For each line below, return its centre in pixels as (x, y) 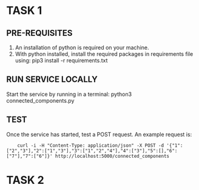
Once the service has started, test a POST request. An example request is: (99, 134)
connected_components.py (40, 100)
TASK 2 (25, 180)
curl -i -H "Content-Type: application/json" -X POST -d (91, 145)
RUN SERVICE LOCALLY (52, 80)
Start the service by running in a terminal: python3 (69, 94)
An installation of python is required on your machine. (82, 47)
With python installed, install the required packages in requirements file (104, 54)
